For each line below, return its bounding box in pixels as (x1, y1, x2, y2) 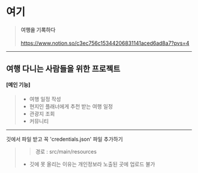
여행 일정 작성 (29, 95, 61, 102)
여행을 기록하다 (20, 26, 56, 33)
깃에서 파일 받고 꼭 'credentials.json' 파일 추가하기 (6, 135, 123, 142)
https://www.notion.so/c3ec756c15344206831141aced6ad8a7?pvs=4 (20, 39, 190, 47)
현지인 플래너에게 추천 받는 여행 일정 (29, 102, 113, 109)
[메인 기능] (6, 81, 31, 88)
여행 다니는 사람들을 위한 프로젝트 (6, 64, 121, 74)
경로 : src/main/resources (35, 148, 97, 155)
